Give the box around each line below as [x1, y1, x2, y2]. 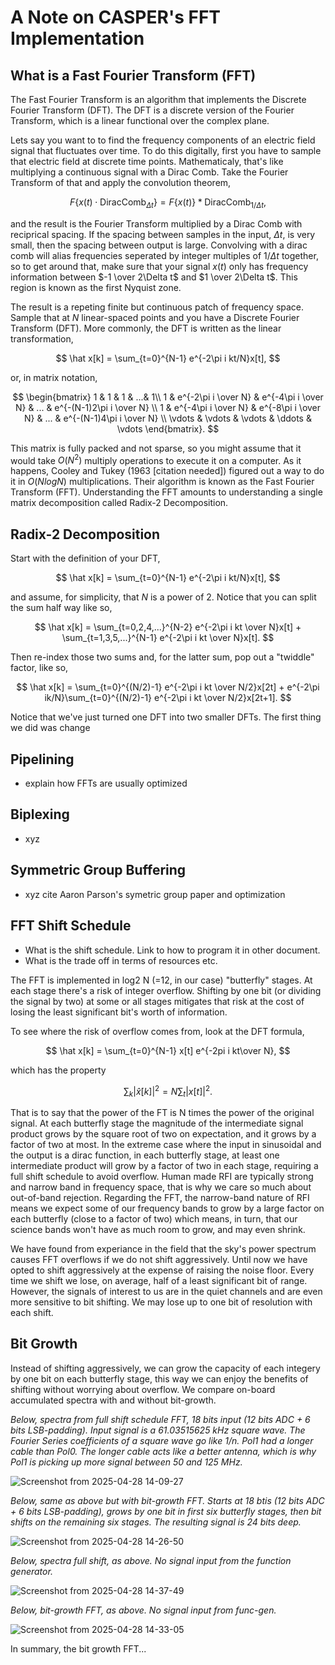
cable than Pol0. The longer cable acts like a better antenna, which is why [10, 1445, 317, 1457]
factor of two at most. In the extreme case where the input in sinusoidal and [10, 1138, 322, 1150]
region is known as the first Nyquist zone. [10, 281, 182, 293]
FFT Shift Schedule [10, 917, 132, 935]
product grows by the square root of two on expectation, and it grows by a [10, 1127, 317, 1140]
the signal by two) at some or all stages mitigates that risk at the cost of [10, 995, 305, 1007]
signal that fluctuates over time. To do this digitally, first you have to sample [10, 145, 322, 156]
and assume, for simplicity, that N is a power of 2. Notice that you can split [10, 591, 317, 603]
